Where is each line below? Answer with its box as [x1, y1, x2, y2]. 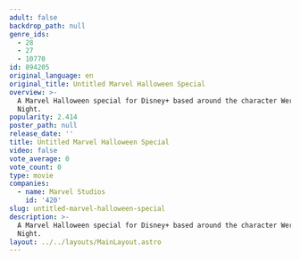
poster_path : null [9, 122, 78, 130]
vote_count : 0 [9, 163, 62, 172]
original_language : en [9, 71, 94, 80]
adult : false [9, 13, 58, 22]
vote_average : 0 [9, 154, 70, 164]
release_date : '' [9, 130, 74, 138]
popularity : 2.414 [9, 113, 78, 122]
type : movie [9, 171, 54, 180]
